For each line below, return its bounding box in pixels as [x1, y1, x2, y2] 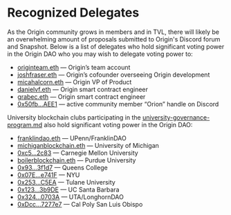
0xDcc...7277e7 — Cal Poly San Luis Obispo [17, 200, 143, 208]
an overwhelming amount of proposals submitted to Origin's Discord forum [7, 35, 221, 43]
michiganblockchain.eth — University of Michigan [17, 141, 159, 149]
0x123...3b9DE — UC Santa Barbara [17, 185, 120, 194]
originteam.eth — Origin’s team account [17, 63, 131, 71]
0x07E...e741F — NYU [17, 171, 80, 179]
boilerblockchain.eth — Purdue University [17, 156, 136, 164]
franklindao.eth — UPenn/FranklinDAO [17, 133, 127, 142]
